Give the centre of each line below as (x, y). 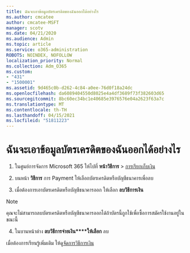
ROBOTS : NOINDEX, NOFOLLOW (39, 55)
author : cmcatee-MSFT (33, 22)
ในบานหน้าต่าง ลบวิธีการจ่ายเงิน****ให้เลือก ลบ (61, 231)
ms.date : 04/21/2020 (31, 33)
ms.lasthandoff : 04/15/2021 (41, 115)
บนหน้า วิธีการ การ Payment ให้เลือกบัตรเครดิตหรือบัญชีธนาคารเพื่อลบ (84, 178)
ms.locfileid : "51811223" (38, 121)
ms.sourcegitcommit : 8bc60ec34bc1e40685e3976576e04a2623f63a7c (85, 99)
